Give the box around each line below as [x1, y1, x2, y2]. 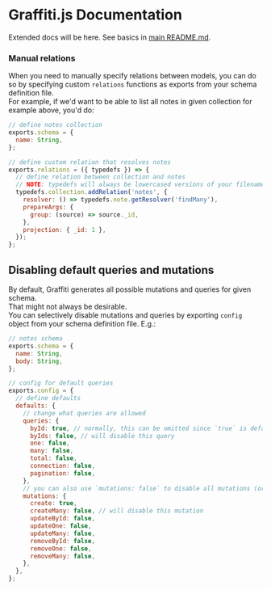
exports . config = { [8, 386, 74, 395]
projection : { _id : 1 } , [23, 225, 106, 234]
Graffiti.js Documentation [8, 6, 183, 24]
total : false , [29, 454, 78, 462]
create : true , [29, 499, 78, 508]
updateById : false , [29, 515, 95, 523]
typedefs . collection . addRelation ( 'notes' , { [15, 188, 168, 196]
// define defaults [15, 394, 81, 402]
